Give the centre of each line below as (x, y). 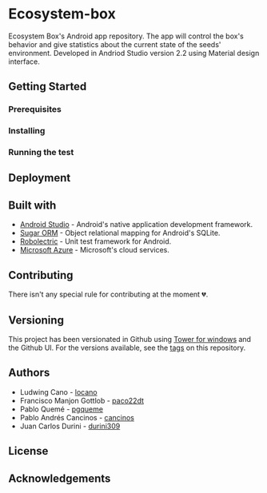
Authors (29, 373)
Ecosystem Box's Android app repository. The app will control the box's (126, 36)
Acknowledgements (60, 478)
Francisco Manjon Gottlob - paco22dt (82, 400)
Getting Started (48, 87)
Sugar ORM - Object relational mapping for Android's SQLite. (120, 233)
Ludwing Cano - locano (58, 392)
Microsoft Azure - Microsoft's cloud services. (94, 250)
